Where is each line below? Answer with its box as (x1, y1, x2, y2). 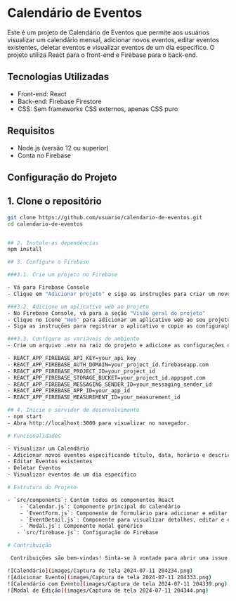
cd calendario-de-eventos (7, 220, 83, 228)
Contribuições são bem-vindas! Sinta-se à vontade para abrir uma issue (10, 555, 228, 562)
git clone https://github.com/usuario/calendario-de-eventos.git (7, 214, 202, 221)
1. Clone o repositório (7, 195, 102, 207)
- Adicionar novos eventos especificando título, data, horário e (7, 451, 206, 458)
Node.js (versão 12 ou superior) (17, 143, 109, 152)
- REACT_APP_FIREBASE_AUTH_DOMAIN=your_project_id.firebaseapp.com (7, 361, 209, 368)
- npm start (7, 413, 42, 420)
